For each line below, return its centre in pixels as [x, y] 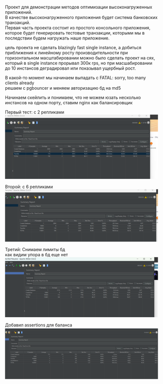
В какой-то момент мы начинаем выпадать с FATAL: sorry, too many [76, 78]
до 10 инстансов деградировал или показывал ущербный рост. [71, 68]
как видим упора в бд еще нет [37, 254]
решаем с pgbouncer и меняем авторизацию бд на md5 [63, 88]
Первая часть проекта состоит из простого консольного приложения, [78, 28]
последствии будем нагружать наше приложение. [57, 38]
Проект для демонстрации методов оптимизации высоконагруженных [79, 7]
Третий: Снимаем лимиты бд [35, 249]
